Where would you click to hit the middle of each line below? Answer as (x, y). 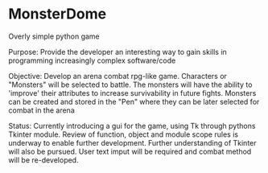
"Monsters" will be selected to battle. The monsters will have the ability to (130, 84)
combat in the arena (41, 110)
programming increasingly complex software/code (92, 60)
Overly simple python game (54, 36)
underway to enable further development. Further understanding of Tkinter (132, 142)
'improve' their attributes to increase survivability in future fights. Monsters (132, 93)
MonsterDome (58, 14)
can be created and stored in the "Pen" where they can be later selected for (134, 101)
